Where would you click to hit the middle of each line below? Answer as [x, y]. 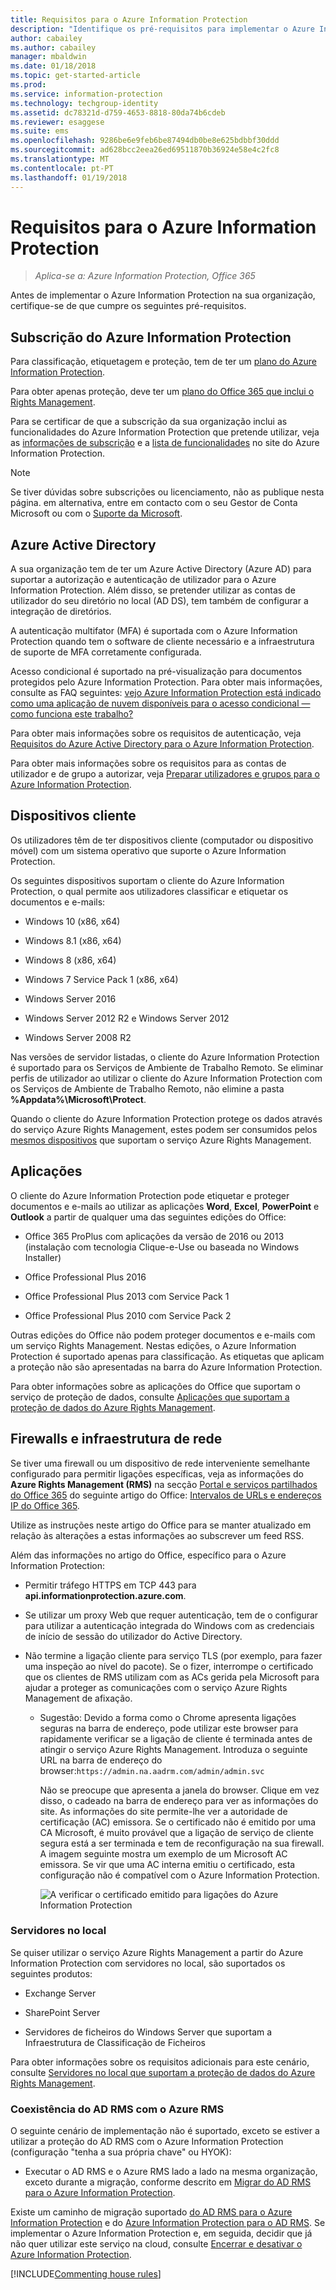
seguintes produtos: [51, 1973]
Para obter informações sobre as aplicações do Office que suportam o [155, 1386]
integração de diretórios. [61, 612]
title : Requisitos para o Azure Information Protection [129, 19]
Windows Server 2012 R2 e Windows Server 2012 [127, 1018]
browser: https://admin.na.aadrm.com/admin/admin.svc [152, 1770]
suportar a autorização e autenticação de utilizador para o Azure [143, 580]
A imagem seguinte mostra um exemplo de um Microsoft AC [163, 1853]
